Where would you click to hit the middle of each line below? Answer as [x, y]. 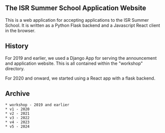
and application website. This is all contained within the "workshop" [74, 63]
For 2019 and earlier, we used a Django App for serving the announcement [81, 58]
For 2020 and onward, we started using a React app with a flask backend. [80, 78]
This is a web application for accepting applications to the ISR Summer [77, 20]
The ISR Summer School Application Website [76, 8]
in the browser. [20, 30]
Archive [18, 94]
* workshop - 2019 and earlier [37, 105]
